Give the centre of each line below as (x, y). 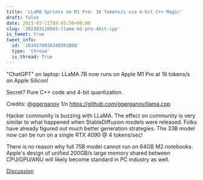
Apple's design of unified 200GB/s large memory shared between (88, 153)
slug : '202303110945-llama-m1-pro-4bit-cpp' (63, 29)
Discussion (20, 171)
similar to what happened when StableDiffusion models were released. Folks (101, 122)
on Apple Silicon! (27, 80)
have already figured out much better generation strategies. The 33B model (101, 128)
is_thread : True (32, 57)
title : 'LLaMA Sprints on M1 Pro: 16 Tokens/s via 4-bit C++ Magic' (95, 12)
